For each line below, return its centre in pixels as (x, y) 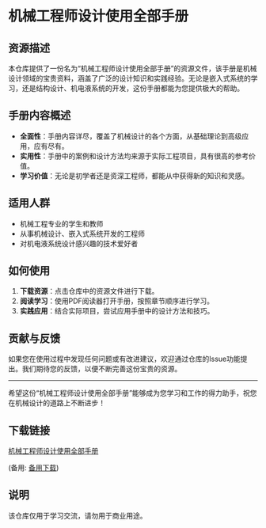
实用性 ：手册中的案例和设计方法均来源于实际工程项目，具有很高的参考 (134, 156)
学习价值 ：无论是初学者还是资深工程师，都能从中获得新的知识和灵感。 (134, 176)
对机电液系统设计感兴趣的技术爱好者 (79, 243)
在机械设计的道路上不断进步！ (57, 403)
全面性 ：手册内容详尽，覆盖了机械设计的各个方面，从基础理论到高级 (131, 136)
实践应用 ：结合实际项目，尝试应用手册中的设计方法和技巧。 (117, 311)
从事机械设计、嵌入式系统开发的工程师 (82, 234)
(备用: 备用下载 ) (34, 468)
